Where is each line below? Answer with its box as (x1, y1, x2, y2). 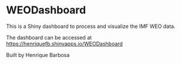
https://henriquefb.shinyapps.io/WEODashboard (6, 40, 123, 47)
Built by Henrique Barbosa (6, 51, 70, 58)
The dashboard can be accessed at (6, 34, 92, 41)
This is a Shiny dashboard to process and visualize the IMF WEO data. (6, 23, 176, 30)
